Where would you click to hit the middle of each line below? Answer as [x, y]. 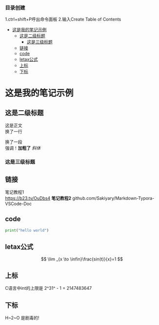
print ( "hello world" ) [27, 230]
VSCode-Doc [18, 204]
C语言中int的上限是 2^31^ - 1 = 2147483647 [49, 288]
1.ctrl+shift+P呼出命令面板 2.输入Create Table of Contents [63, 19]
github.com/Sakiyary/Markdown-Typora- [113, 198]
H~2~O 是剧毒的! [22, 318]
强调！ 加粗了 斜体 [23, 148]
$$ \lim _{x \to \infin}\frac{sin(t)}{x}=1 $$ [82, 259]
